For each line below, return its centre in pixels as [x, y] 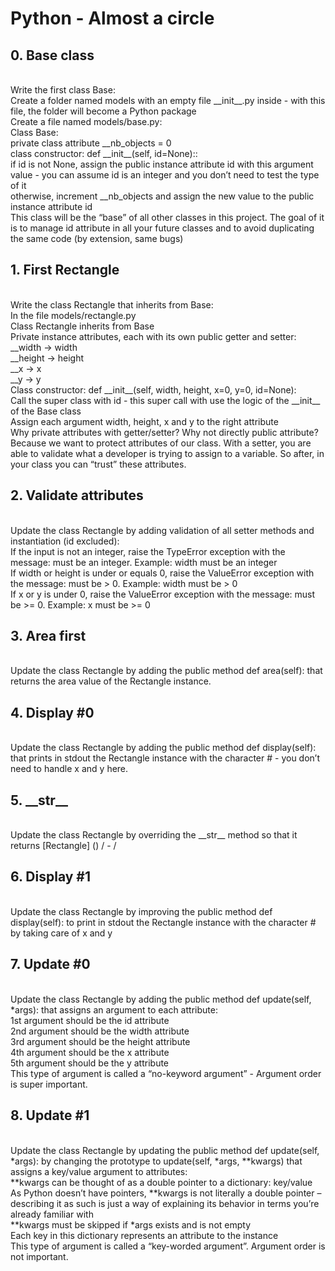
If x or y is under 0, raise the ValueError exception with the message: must [163, 594]
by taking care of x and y [61, 933]
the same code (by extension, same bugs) [97, 238]
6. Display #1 [51, 877]
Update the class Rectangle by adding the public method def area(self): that [166, 671]
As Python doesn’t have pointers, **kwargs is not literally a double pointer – [166, 1193]
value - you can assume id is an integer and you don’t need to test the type [165, 175]
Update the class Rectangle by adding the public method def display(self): [163, 748]
